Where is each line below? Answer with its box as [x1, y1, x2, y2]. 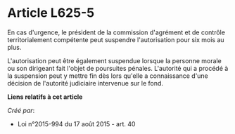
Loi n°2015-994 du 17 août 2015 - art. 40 [17, 119, 136, 128]
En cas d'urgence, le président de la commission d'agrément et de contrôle [7, 28, 225, 36]
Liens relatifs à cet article [7, 93, 83, 101]
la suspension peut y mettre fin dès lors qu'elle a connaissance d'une [7, 72, 209, 80]
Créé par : [7, 106, 35, 114]
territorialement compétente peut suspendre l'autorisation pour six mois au [7, 35, 224, 43]
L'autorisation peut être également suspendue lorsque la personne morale [7, 56, 222, 65]
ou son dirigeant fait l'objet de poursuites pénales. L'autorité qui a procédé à [7, 64, 229, 72]
